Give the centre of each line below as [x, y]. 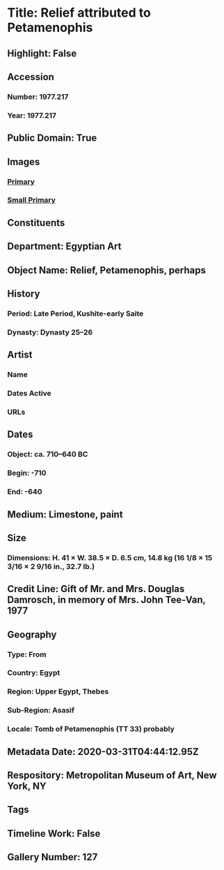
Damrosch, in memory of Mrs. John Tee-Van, [106, 600]
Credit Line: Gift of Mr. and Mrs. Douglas [96, 589]
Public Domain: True [52, 138]
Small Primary [31, 200]
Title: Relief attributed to [79, 13]
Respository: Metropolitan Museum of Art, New [112, 776]
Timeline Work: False [54, 833]
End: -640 [25, 492]
